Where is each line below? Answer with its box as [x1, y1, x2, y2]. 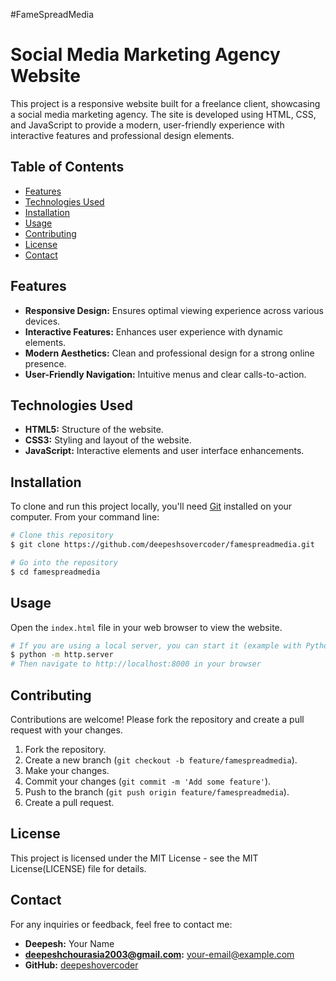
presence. [24, 357, 67, 369]
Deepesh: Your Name [24, 937, 115, 949]
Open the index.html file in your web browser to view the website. [10, 621, 283, 633]
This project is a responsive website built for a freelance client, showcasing [10, 97, 321, 109]
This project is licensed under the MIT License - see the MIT [10, 852, 259, 864]
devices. [24, 315, 61, 327]
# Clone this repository [10, 530, 114, 541]
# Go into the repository [10, 557, 118, 568]
